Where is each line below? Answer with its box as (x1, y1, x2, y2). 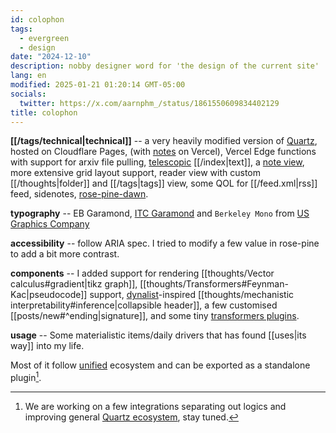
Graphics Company (10, 218, 90, 230)
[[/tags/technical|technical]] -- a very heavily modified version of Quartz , (10, 135, 318, 147)
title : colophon (10, 107, 78, 118)
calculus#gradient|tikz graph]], (10, 278, 138, 290)
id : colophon (10, 14, 65, 25)
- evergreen (19, 33, 70, 43)
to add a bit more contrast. (10, 248, 120, 260)
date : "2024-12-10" (10, 52, 92, 62)
